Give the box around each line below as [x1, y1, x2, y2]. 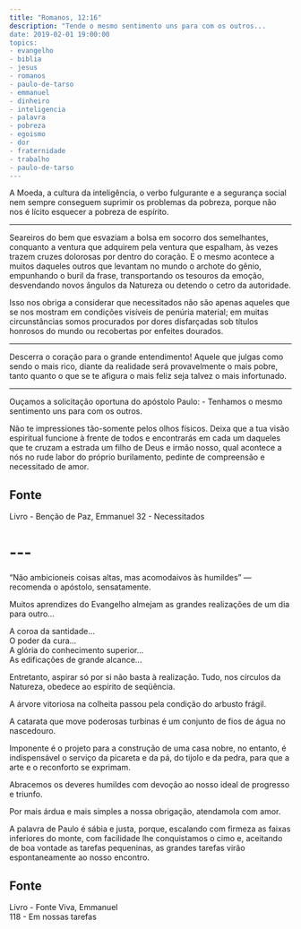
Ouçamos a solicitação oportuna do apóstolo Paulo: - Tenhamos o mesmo [9, 396, 283, 408]
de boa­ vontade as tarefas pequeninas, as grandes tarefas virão [9, 843, 245, 854]
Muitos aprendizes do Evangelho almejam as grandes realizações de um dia [9, 599, 290, 610]
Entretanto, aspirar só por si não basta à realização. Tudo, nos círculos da [9, 672, 281, 683]
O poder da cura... [9, 635, 77, 646]
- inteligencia [9, 105, 66, 114]
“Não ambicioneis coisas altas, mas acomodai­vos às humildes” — [9, 572, 253, 583]
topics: [9, 38, 39, 47]
